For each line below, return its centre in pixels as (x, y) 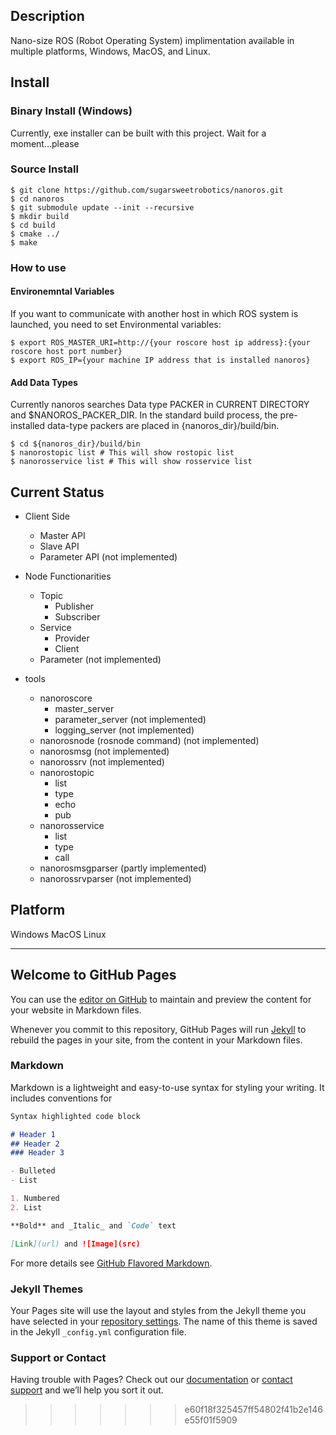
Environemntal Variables (62, 291)
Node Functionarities (68, 576)
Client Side (47, 516)
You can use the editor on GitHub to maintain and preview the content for (161, 999)
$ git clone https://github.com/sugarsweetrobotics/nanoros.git (147, 190)
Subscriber (77, 616)
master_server (84, 708)
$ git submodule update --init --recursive (102, 207)
